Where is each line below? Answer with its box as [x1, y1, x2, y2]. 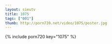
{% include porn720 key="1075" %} [5, 34, 77, 40]
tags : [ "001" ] [5, 16, 34, 21]
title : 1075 [5, 12, 29, 16]
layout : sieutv [5, 7, 36, 12]
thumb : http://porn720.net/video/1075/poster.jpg [5, 20, 108, 26]
